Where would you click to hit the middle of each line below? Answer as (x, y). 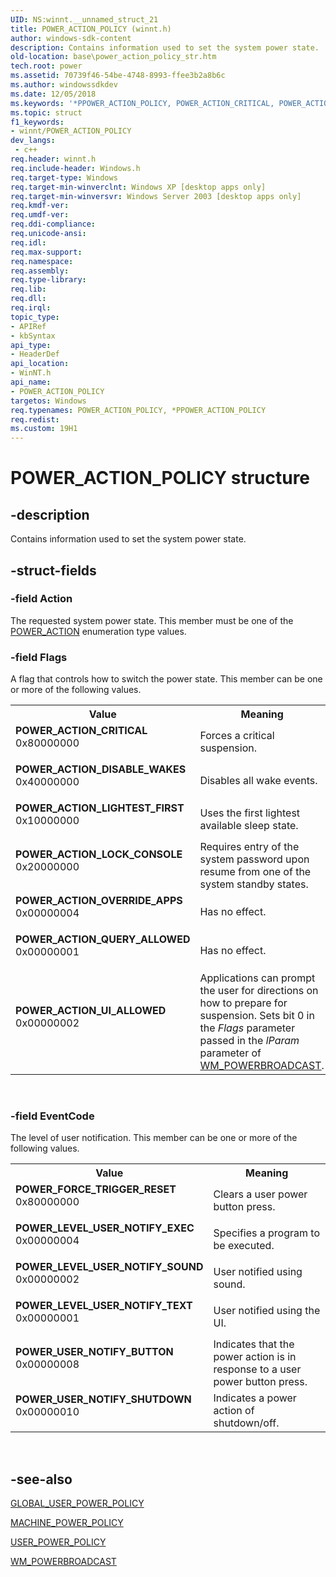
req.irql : (31, 308)
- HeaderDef (35, 354)
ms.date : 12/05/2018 (53, 94)
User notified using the (267, 1311)
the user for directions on (259, 991)
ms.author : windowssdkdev (64, 85)
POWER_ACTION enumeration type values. (98, 631)
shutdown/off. (246, 1423)
